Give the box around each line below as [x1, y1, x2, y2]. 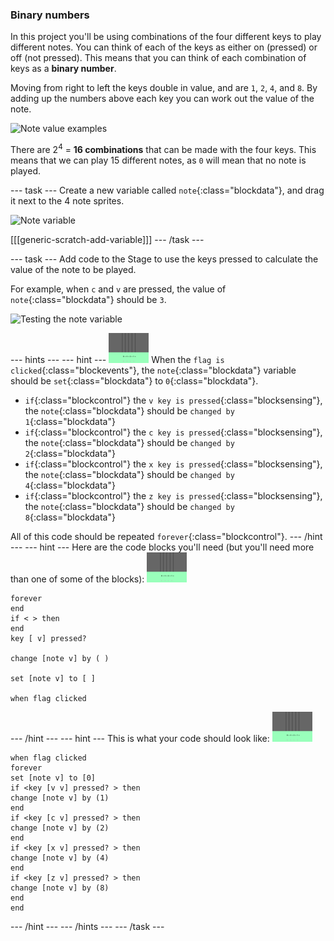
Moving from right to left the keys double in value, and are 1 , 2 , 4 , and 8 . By [10, 82, 318, 94]
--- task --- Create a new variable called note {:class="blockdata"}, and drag [10, 184, 325, 196]
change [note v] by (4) [10, 853, 110, 863]
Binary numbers [10, 8, 90, 22]
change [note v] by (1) [10, 793, 110, 803]
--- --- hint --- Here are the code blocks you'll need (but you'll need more [10, 541, 315, 553]
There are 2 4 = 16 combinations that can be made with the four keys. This [10, 142, 317, 155]
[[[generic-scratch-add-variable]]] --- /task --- [10, 233, 205, 245]
